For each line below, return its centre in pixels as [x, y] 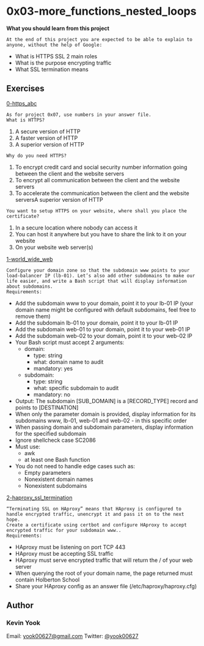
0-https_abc [22, 103]
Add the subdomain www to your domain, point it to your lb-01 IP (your [104, 303]
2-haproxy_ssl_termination [39, 498]
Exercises [25, 89]
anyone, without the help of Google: [54, 45]
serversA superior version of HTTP [59, 199]
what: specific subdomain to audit [76, 388]
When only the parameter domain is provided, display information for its [106, 414]
